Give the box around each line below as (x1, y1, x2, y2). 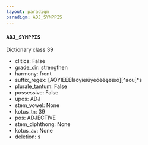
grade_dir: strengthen (14, 64, 68, 71)
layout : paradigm (6, 8, 49, 15)
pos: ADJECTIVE (14, 114, 56, 121)
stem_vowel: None (14, 102, 60, 109)
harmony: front (14, 70, 52, 77)
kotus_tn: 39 (14, 108, 46, 115)
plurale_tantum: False (14, 83, 67, 90)
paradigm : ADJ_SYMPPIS (6, 14, 62, 20)
